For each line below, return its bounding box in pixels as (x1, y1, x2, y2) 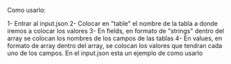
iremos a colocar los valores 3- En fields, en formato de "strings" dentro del (7, 27, 225, 35)
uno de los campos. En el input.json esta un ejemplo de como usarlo (7, 49, 203, 57)
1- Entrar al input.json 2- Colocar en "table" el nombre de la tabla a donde (7, 19, 218, 27)
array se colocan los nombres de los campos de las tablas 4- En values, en (7, 34, 223, 42)
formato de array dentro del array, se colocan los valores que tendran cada (7, 42, 223, 49)
